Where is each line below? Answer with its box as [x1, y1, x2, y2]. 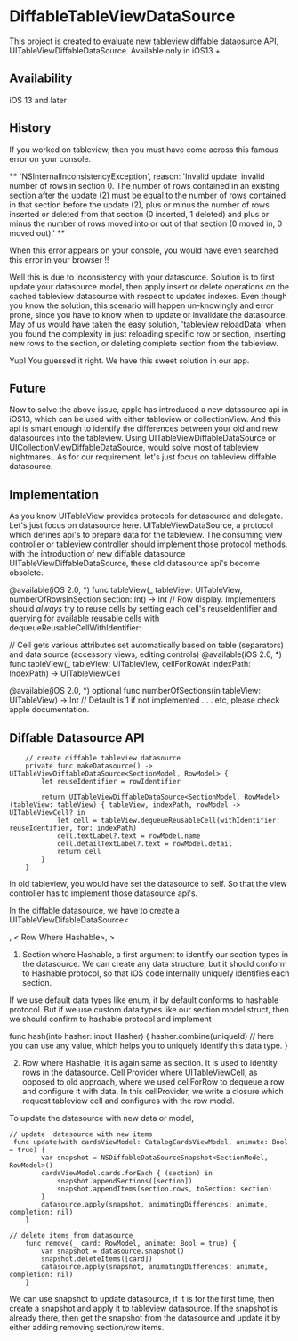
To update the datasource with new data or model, [9, 1113, 194, 1123]
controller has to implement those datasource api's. [9, 888, 198, 898]
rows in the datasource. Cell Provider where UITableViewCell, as [21, 1067, 258, 1077]
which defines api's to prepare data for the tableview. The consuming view [9, 530, 283, 540]
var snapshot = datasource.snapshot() [41, 1247, 185, 1256]
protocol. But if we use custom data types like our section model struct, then [9, 1004, 289, 1014]
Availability [9, 71, 73, 86]
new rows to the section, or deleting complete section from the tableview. [9, 337, 278, 348]
